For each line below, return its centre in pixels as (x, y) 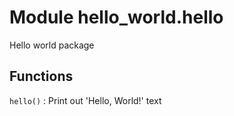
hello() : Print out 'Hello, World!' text (85, 100)
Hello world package (52, 45)
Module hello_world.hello (116, 17)
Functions (41, 76)
